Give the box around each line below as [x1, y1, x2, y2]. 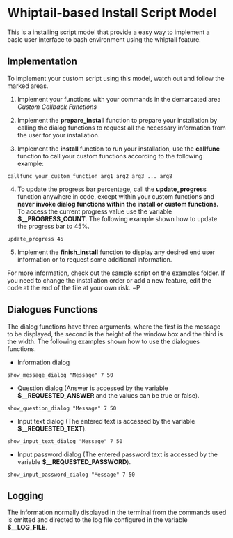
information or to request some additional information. [17, 255, 172, 263]
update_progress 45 [7, 235, 64, 242]
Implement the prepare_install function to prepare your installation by [17, 116, 218, 124]
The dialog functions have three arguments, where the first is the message [7, 322, 221, 331]
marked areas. [7, 82, 49, 90]
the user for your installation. [17, 130, 100, 139]
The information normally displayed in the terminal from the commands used [7, 508, 227, 517]
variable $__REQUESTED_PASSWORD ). [17, 457, 131, 465]
